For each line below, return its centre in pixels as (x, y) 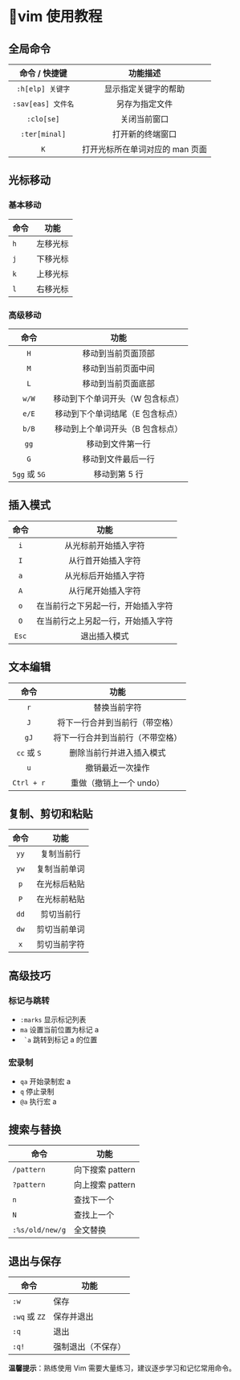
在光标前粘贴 (61, 900)
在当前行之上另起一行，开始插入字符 (105, 620)
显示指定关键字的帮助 (144, 89)
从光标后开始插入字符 (105, 575)
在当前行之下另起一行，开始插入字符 (105, 606)
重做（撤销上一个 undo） (118, 783)
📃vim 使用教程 (55, 16)
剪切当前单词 (61, 929)
